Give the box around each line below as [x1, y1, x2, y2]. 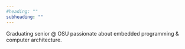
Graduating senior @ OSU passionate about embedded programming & [6, 30, 179, 37]
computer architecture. [6, 36, 62, 43]
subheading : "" [6, 14, 44, 20]
